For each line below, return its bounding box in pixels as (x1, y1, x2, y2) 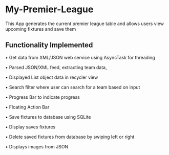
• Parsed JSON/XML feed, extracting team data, (5, 64, 107, 70)
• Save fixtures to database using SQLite (5, 114, 91, 120)
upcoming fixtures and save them (5, 26, 76, 32)
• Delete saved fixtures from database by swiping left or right (5, 134, 135, 140)
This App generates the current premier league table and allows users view (5, 20, 164, 27)
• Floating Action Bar (5, 104, 50, 110)
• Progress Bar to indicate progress (5, 94, 80, 100)
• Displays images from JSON (5, 143, 69, 149)
